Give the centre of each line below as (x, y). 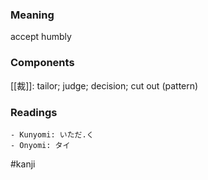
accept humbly (41, 37)
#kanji (23, 164)
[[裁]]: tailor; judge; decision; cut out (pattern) (104, 85)
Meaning (32, 15)
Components (42, 63)
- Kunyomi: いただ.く (52, 134)
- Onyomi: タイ (40, 145)
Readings (34, 112)
